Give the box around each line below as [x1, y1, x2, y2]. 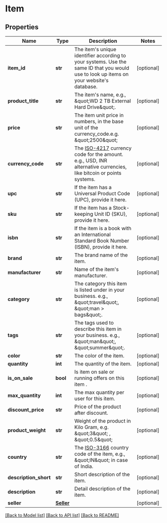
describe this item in [74, 326, 122, 332]
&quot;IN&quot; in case [74, 457, 128, 463]
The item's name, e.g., [74, 91, 126, 98]
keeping [74, 211, 93, 217]
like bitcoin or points [74, 170, 122, 176]
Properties [5, 23, 39, 31]
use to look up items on [74, 71, 129, 78]
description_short [7, 474, 51, 481]
